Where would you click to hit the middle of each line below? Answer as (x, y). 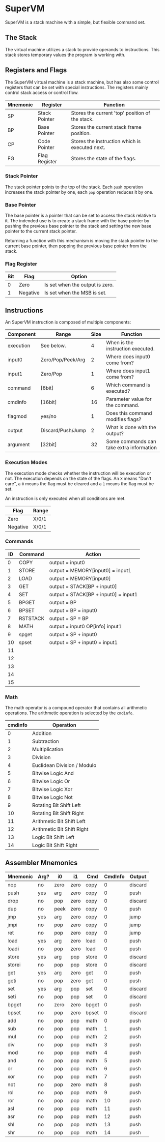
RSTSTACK (32, 618)
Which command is (128, 385)
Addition (42, 733)
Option (79, 277)
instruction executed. (130, 349)
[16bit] (49, 402)
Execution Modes (26, 463)
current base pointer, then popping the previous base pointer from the (76, 246)
